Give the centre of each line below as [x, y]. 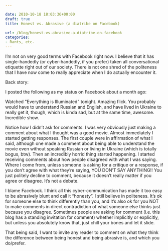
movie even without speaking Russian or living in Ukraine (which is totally [81, 149]
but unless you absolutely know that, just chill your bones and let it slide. [80, 223]
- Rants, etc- [20, 42]
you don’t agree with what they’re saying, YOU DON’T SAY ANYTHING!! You [83, 170]
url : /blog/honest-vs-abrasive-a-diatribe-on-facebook [64, 33]
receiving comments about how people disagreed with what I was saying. [81, 159]
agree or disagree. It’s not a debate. [42, 181]
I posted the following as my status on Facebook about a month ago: [76, 92]
